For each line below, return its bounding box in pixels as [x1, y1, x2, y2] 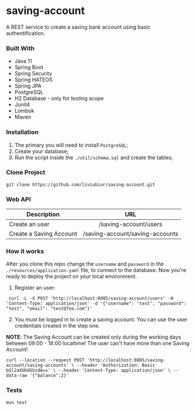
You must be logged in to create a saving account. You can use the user [14, 316, 188, 323]
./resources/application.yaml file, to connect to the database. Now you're [6, 267, 187, 274]
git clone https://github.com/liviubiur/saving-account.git [6, 181, 156, 188]
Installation [6, 128, 39, 136]
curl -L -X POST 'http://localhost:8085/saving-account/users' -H [8, 295, 174, 302]
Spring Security [14, 70, 53, 77]
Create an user [9, 220, 50, 229]
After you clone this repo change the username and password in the [6, 260, 164, 267]
